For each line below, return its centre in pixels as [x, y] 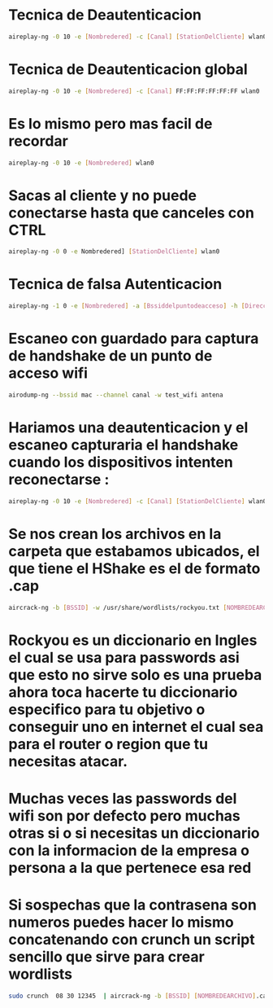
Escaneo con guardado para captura [134, 339]
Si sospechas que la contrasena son [133, 905]
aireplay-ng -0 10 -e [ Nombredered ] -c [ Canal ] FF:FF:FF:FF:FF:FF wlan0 [134, 91]
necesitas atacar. [68, 761]
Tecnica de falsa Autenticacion [115, 285]
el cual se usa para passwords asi [124, 657]
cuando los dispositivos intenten [121, 462]
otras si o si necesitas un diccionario [134, 833]
